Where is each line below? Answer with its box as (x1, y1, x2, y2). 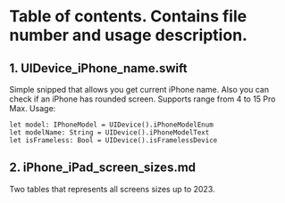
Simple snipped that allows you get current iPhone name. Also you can (9, 85, 270, 94)
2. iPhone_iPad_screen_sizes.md (9, 160, 197, 175)
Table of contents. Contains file (9, 6, 247, 27)
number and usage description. (9, 25, 248, 45)
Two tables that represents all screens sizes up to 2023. (9, 183, 216, 194)
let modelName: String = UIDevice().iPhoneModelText (9, 128, 210, 137)
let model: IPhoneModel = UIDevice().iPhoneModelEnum (9, 120, 214, 129)
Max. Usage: (9, 103, 56, 113)
